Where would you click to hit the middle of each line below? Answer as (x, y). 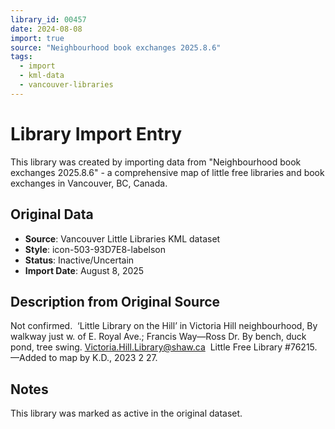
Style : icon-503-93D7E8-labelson (95, 249)
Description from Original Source (115, 301)
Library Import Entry (96, 133)
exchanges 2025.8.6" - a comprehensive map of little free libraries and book (167, 172)
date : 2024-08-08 (46, 29)
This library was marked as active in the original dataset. (126, 413)
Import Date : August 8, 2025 (84, 270)
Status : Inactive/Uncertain (79, 260)
